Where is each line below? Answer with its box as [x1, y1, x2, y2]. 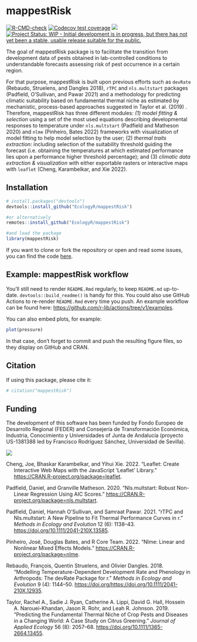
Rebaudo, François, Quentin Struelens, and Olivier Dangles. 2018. [6, 562, 164, 569]
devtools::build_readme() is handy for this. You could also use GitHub [19, 291, 190, 298]
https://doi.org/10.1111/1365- [96, 624, 163, 631]
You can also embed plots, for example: [6, 315, 102, 322]
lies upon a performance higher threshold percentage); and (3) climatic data [6, 153, 191, 160]
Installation [6, 183, 48, 193]
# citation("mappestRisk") [6, 388, 72, 394]
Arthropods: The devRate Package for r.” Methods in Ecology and [13, 574, 172, 582]
